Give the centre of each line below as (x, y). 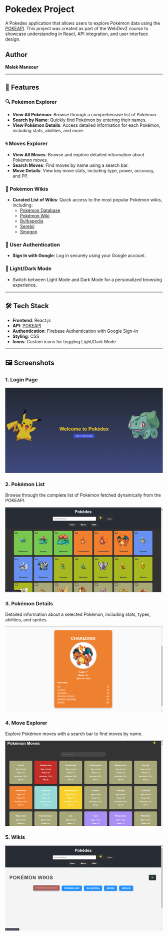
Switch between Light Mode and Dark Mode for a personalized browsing (87, 280)
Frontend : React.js (31, 320)
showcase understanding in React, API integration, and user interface (77, 34)
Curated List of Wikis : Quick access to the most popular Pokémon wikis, (87, 200)
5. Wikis (15, 837)
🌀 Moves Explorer (26, 144)
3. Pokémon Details (29, 603)
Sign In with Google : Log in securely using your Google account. (79, 256)
